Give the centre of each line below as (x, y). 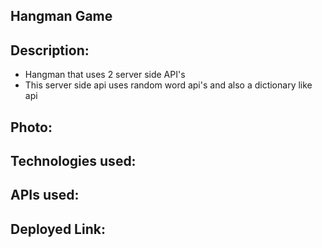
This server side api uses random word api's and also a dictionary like (168, 85)
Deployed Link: (58, 229)
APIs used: (45, 195)
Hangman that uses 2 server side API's (105, 75)
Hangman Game (61, 16)
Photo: (31, 127)
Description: (50, 50)
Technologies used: (73, 160)
